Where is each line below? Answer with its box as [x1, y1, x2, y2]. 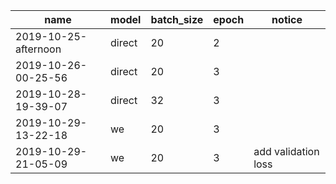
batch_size [150, 13, 204, 26]
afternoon [15, 42, 62, 56]
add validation [253, 145, 320, 158]
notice [271, 13, 303, 26]
